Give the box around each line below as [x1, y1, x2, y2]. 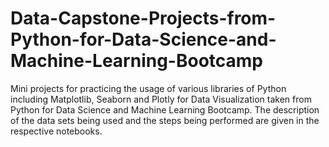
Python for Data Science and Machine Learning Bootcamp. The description [10, 103, 320, 116]
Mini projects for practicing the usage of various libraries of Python [10, 82, 287, 94]
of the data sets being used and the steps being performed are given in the [10, 114, 320, 126]
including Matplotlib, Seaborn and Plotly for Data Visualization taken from [10, 93, 312, 105]
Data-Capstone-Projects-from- [10, 7, 277, 30]
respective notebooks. [10, 125, 103, 137]
